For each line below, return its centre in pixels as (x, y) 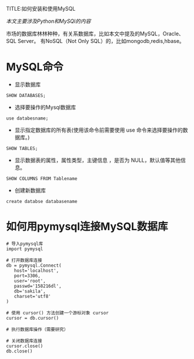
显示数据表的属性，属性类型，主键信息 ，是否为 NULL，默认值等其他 (98, 160)
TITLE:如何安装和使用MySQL (41, 9)
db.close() (19, 351)
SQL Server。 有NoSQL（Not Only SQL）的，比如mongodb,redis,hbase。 (96, 41)
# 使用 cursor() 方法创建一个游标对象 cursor (57, 313)
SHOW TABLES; (22, 148)
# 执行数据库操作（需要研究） (37, 329)
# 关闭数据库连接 (24, 341)
